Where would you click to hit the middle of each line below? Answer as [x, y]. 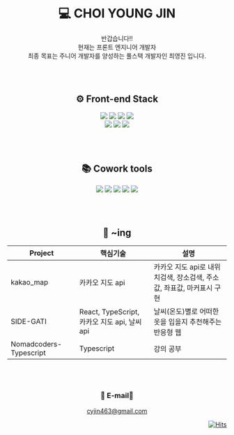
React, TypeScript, [109, 312]
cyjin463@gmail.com [117, 411]
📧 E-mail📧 [117, 396]
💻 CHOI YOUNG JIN [117, 14]
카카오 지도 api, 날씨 [110, 322]
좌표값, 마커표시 [188, 288]
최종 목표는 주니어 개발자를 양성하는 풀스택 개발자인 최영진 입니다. [117, 56]
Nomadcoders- [37, 344]
